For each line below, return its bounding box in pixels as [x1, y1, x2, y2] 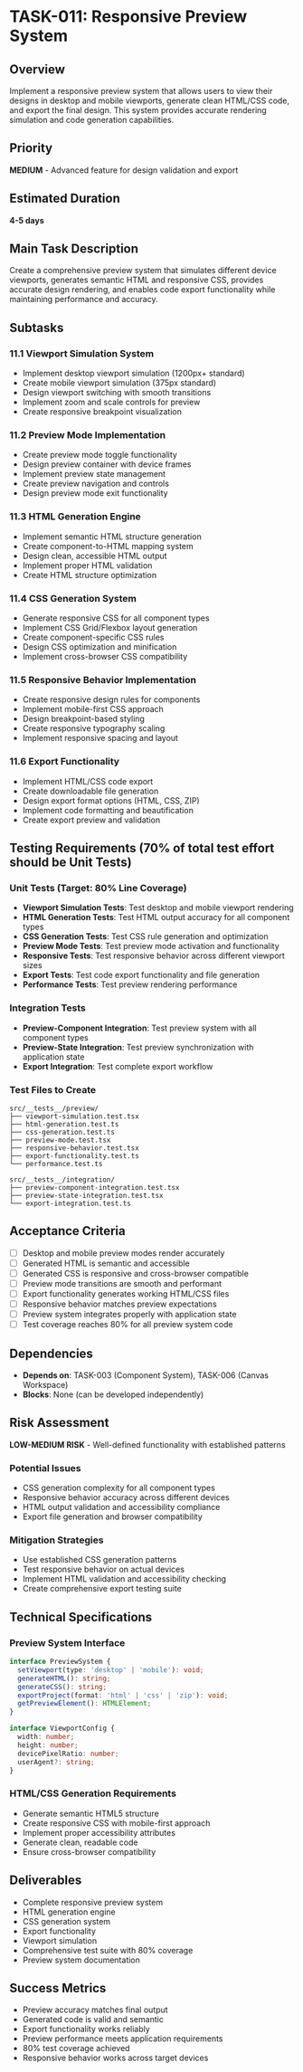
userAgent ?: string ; [17, 1757, 95, 1766]
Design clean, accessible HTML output [22, 550, 167, 561]
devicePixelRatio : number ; [17, 1749, 119, 1758]
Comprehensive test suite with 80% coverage [22, 1944, 194, 1955]
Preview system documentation [22, 1954, 140, 1965]
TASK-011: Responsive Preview [9, 6, 248, 27]
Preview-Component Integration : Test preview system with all [22, 1022, 257, 1033]
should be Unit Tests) [9, 855, 133, 870]
